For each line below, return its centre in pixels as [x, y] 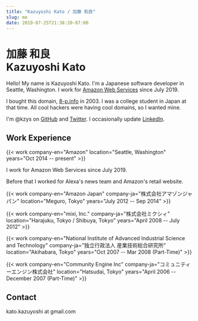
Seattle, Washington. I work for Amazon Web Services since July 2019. [92, 90]
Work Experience [39, 138]
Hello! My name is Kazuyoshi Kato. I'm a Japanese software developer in [95, 83]
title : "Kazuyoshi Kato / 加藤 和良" [51, 12]
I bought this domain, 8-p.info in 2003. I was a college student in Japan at [96, 101]
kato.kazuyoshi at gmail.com [41, 311]
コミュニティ [175, 265]
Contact [21, 297]
